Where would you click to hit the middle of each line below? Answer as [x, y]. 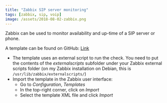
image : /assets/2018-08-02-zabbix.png [46, 19]
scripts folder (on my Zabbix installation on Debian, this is [72, 68]
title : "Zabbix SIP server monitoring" [47, 10]
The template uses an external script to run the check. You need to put [86, 58]
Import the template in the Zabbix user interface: [62, 79]
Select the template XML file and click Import [66, 95]
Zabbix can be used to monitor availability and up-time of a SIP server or [80, 33]
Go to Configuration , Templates [52, 84]
